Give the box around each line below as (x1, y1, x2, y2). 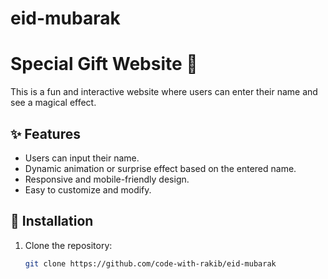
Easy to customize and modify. (24, 183, 152, 196)
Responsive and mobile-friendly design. (24, 173, 190, 185)
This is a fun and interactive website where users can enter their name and (10, 86, 318, 98)
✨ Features (10, 125, 81, 142)
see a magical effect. (10, 97, 97, 109)
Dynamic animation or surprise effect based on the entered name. (24, 162, 297, 174)
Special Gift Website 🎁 (10, 53, 198, 76)
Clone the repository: (24, 239, 113, 251)
